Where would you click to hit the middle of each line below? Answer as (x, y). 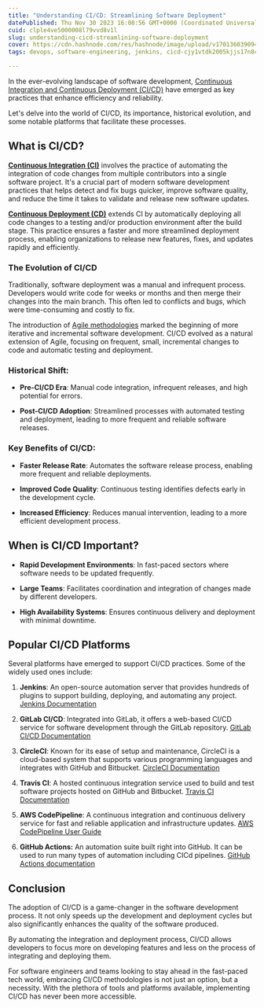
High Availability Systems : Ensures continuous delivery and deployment (137, 612)
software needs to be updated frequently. (87, 573)
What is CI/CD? (46, 146)
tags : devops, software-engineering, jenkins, (86, 52)
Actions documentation (57, 864)
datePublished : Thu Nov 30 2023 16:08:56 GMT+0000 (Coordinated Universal (133, 23)
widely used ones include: (50, 672)
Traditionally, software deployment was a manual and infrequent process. (127, 285)
